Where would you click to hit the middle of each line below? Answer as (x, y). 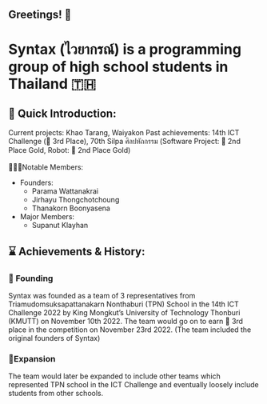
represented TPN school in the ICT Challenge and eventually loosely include (133, 385)
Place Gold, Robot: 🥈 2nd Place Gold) (70, 150)
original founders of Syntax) (54, 338)
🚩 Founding (31, 278)
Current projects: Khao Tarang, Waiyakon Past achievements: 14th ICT (124, 133)
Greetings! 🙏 (40, 15)
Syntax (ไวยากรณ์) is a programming (125, 49)
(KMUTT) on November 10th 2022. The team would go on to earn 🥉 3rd (126, 322)
